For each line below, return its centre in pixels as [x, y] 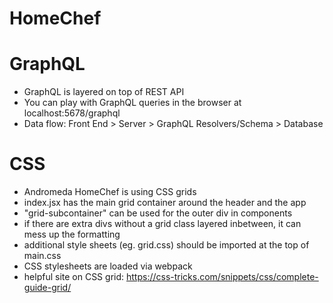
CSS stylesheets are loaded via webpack [108, 266]
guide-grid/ [47, 288]
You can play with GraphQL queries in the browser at [132, 103]
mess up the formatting [72, 234]
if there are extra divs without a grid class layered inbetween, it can [162, 224]
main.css [42, 256]
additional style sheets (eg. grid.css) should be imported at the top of [166, 245]
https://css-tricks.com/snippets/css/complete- [222, 277]
